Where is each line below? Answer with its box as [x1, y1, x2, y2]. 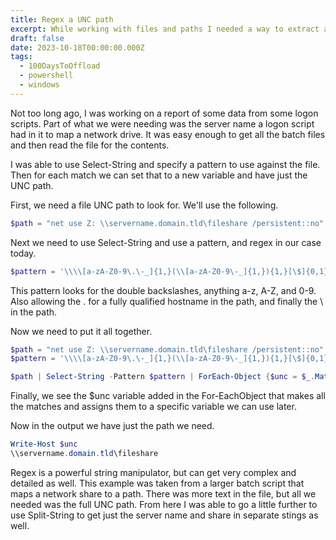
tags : [10, 52, 33, 62]
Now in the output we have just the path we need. [10, 420, 215, 432]
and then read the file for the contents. [10, 139, 170, 151]
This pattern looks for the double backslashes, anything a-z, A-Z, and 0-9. [10, 284, 317, 296]
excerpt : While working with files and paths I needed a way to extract [10, 24, 320, 34]
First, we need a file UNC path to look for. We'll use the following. [10, 199, 279, 211]
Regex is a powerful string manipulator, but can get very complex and [10, 466, 297, 478]
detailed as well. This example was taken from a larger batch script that [10, 477, 305, 489]
